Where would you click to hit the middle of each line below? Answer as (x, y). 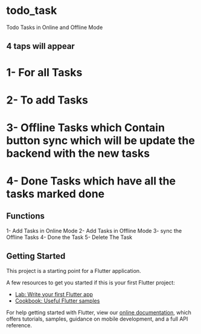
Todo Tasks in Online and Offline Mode (55, 27)
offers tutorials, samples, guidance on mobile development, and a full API (97, 319)
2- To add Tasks (47, 100)
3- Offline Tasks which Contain (85, 127)
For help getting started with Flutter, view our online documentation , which (99, 312)
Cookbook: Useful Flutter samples (57, 301)
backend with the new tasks (78, 153)
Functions (26, 216)
